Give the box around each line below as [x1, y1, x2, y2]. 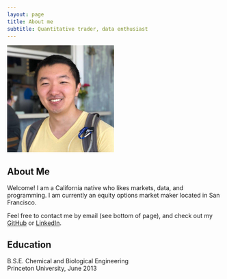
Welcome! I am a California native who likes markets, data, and [7, 184, 184, 192]
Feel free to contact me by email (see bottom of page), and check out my [7, 212, 213, 220]
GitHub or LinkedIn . [7, 219, 62, 227]
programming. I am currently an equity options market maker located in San [7, 191, 220, 200]
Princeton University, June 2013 [7, 264, 97, 272]
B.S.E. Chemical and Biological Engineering [7, 257, 129, 265]
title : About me [7, 18, 53, 25]
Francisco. [7, 198, 37, 207]
